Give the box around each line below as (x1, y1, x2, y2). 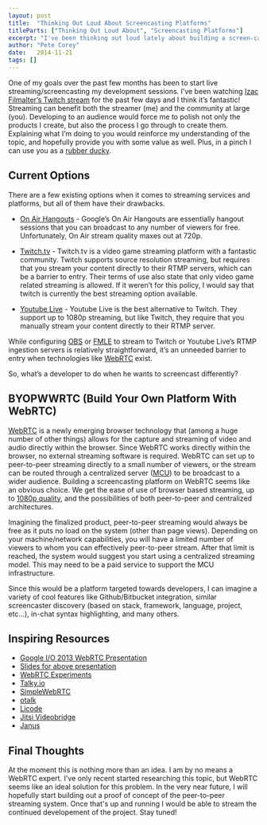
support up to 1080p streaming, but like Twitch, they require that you (19, 312, 245, 322)
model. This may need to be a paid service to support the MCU (8, 560, 215, 569)
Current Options (8, 169, 91, 183)
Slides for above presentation (19, 662, 117, 671)
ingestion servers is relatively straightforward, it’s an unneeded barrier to (8, 344, 246, 355)
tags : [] (8, 57, 37, 65)
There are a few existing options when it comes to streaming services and (8, 190, 250, 199)
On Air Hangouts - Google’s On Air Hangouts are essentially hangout (19, 214, 244, 223)
